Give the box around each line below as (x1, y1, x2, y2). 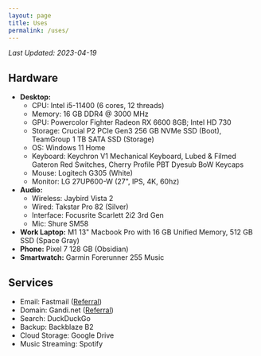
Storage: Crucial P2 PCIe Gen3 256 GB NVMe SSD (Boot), (31, 126, 222, 136)
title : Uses (8, 19, 48, 27)
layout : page (8, 11, 52, 20)
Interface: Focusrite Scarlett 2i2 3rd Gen (31, 211, 165, 220)
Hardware (8, 71, 58, 84)
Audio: (19, 185, 43, 195)
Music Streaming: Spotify (19, 339, 103, 348)
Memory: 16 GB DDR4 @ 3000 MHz (31, 109, 149, 119)
